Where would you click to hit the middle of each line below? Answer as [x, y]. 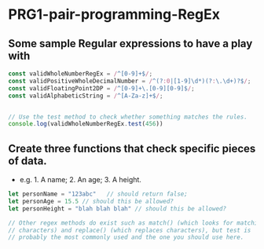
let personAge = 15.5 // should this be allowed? [91, 201]
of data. [27, 161]
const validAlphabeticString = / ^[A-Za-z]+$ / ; [86, 96]
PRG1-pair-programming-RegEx [114, 15]
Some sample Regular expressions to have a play [130, 44]
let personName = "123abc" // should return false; [98, 194]
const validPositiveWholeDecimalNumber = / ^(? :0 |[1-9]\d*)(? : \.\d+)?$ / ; [130, 81]
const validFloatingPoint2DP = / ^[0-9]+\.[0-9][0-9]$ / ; [101, 88]
